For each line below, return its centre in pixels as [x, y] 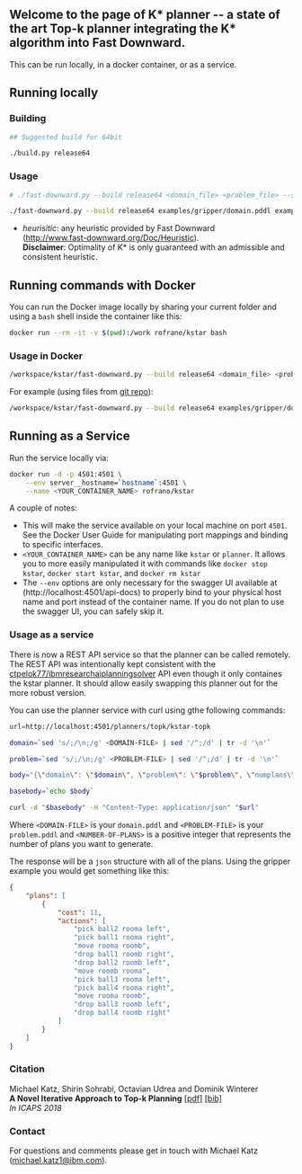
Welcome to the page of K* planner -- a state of [145, 15]
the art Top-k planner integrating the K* [123, 29]
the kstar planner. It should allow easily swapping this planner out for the [144, 683]
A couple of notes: [44, 508]
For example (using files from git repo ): [81, 392]
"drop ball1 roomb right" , [124, 955]
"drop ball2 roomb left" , [122, 962]
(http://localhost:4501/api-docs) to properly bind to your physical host [151, 592]
